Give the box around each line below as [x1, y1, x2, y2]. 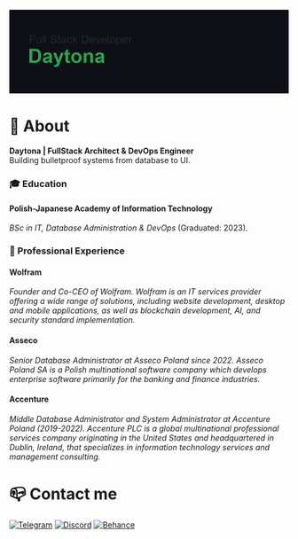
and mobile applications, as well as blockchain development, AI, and [9, 305, 262, 316]
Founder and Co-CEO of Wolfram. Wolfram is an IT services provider [9, 286, 262, 297]
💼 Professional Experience [9, 245, 126, 257]
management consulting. [9, 451, 101, 462]
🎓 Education [9, 178, 67, 191]
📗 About [9, 116, 70, 137]
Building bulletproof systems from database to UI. [9, 155, 191, 166]
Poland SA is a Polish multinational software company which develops [9, 364, 268, 375]
